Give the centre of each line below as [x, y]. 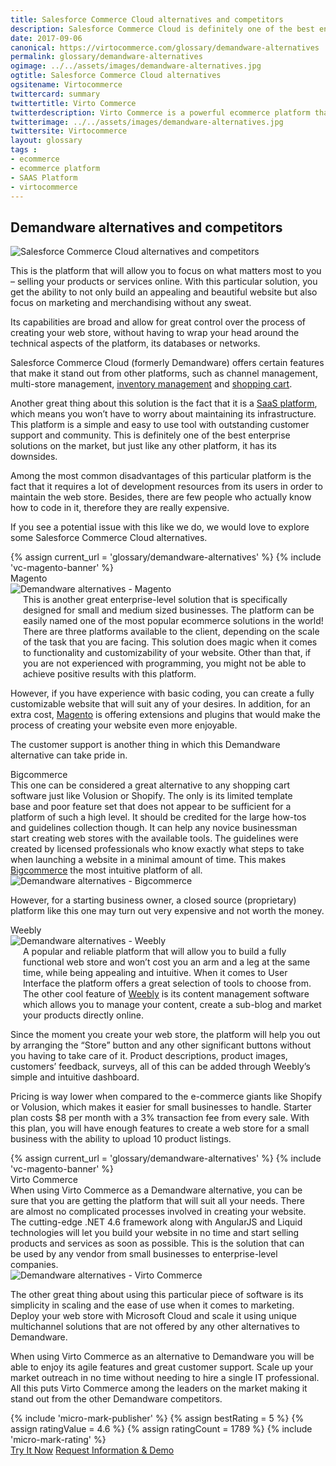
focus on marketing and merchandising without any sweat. [131, 303]
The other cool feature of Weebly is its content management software [166, 994]
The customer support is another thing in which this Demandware [145, 745]
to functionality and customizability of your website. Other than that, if [167, 653]
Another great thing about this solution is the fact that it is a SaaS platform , [164, 403]
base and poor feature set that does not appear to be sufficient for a [151, 807]
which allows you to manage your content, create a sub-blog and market [172, 1005]
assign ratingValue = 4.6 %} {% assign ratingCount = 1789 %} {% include [161, 1429]
